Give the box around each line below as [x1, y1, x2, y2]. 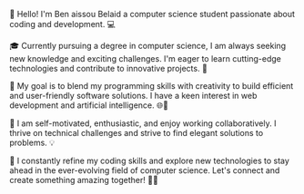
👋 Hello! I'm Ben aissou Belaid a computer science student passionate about [9, 9, 296, 19]
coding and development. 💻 [9, 19, 116, 29]
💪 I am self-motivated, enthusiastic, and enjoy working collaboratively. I [9, 118, 277, 129]
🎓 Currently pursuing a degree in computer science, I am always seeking [9, 41, 287, 51]
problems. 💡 [9, 137, 56, 148]
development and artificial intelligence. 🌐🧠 [9, 100, 168, 111]
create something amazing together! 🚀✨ [9, 175, 159, 185]
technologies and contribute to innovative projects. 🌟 [9, 63, 208, 73]
